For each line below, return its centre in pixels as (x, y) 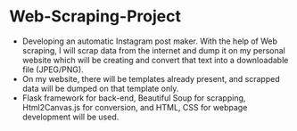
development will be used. (70, 117)
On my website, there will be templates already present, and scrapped (151, 78)
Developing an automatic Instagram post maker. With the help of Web (150, 41)
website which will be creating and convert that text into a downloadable (155, 60)
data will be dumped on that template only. (100, 88)
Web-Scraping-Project (95, 16)
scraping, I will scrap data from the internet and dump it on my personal (153, 50)
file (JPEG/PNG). (53, 70)
